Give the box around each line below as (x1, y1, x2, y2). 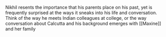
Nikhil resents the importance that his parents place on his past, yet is (5, 5, 153, 10)
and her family (5, 26, 36, 32)
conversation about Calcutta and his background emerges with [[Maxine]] (5, 20, 161, 26)
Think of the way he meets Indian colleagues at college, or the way (5, 15, 147, 21)
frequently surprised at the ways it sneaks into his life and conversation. (5, 10, 157, 16)
